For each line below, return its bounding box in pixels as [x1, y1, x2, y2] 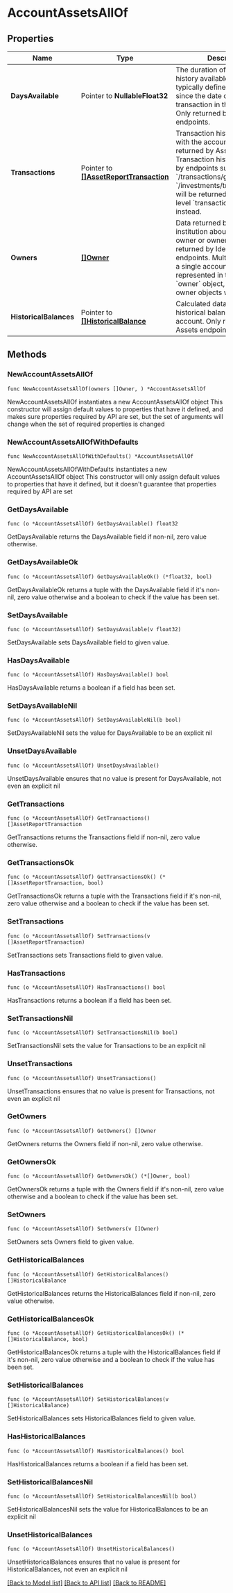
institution [175, 227, 208, 236]
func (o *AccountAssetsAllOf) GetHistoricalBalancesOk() [7, 1330, 175, 1337]
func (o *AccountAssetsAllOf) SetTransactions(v [7, 933, 150, 940]
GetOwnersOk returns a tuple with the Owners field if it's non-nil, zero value [7, 1185, 225, 1194]
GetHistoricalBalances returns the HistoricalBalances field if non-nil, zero [7, 1289, 216, 1297]
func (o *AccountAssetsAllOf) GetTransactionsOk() [7, 873, 157, 881]
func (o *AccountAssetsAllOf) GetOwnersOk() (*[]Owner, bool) [7, 1173, 191, 1180]
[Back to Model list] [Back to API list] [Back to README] [7, 1578, 166, 1587]
